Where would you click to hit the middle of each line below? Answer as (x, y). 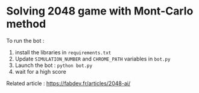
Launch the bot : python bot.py (53, 65)
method (26, 24)
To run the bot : (25, 40)
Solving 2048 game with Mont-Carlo (100, 11)
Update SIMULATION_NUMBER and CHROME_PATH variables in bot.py (93, 59)
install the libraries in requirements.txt (63, 52)
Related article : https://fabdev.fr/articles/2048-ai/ (68, 83)
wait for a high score (40, 71)
